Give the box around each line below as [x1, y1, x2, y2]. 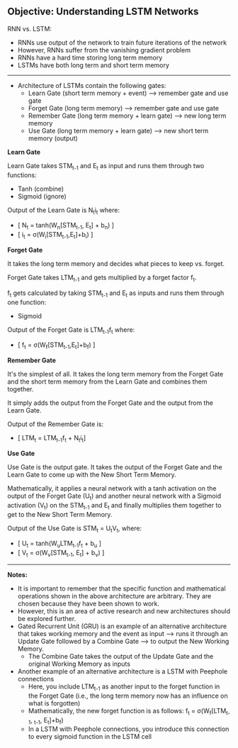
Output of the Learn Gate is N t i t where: [7, 206, 120, 216]
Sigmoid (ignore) [17, 191, 67, 201]
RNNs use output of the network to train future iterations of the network [17, 38, 227, 47]
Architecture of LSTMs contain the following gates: [17, 81, 166, 89]
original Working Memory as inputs [28, 659, 131, 668]
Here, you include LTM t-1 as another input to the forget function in [28, 682, 220, 692]
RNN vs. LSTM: [7, 24, 52, 33]
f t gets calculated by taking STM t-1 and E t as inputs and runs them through [7, 289, 225, 298]
